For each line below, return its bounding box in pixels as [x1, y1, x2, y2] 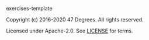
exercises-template [6, 5, 53, 12]
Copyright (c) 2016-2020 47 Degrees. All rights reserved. [6, 16, 144, 23]
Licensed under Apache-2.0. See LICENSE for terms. [6, 27, 133, 34]
